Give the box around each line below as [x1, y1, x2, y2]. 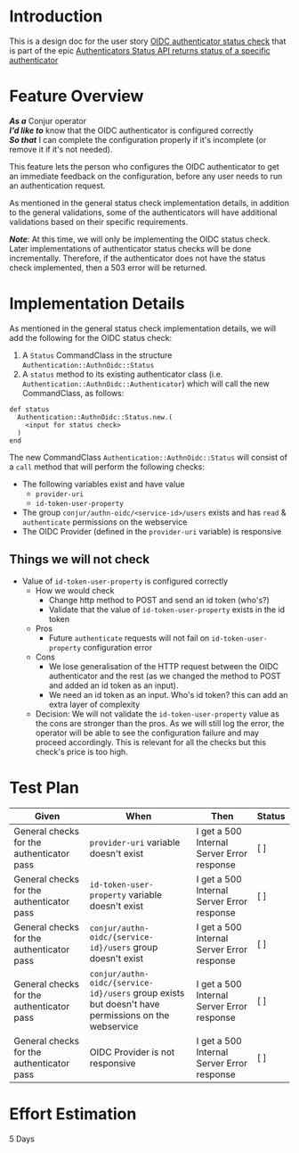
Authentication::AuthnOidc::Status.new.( [17, 412, 174, 421]
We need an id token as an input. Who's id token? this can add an [48, 689, 288, 700]
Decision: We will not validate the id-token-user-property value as [35, 708, 280, 719]
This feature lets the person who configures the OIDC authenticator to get [9, 161, 280, 171]
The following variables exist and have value [21, 478, 185, 489]
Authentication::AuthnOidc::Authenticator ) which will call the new [21, 377, 270, 389]
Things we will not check [9, 552, 149, 568]
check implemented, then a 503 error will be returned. [9, 261, 207, 273]
